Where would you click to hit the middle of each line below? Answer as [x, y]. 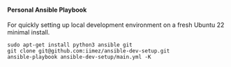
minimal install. [29, 32]
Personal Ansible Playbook [47, 10]
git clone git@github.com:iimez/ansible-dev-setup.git [89, 51]
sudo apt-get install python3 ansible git [70, 45]
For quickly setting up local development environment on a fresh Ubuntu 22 [116, 25]
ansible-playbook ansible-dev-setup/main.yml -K [79, 57]
